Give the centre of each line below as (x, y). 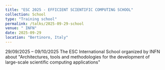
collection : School (26, 14)
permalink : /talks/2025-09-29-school (45, 24)
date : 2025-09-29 (23, 33)
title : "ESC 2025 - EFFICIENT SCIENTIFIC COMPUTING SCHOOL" (69, 10)
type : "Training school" (31, 19)
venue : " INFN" (21, 28)
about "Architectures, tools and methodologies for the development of (77, 57)
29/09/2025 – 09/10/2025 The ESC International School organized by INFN (83, 51)
